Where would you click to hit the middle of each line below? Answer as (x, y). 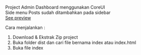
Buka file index (28, 48)
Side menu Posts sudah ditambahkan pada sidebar (58, 12)
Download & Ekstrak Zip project (45, 37)
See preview (18, 18)
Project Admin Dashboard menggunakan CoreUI (55, 7)
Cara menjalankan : (25, 27)
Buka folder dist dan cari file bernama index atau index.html (74, 42)
